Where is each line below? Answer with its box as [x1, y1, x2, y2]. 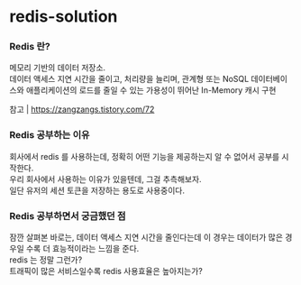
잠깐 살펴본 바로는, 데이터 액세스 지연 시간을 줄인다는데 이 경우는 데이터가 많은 [9, 232, 284, 243]
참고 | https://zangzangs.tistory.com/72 [9, 104, 155, 115]
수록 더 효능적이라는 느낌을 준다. [25, 244, 140, 254]
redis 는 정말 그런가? [9, 254, 83, 265]
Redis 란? [9, 41, 51, 53]
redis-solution [9, 6, 118, 27]
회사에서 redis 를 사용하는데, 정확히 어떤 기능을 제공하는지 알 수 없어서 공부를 [9, 151, 280, 161]
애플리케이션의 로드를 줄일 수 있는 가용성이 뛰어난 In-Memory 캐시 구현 [25, 85, 277, 96]
